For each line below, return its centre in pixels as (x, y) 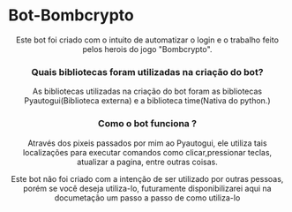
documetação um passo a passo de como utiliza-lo (147, 197)
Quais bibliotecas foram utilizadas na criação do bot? (147, 72)
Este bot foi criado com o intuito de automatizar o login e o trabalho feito (147, 40)
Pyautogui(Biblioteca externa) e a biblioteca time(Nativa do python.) (147, 101)
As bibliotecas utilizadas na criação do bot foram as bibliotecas (147, 91)
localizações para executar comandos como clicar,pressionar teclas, (147, 152)
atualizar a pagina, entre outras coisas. (147, 162)
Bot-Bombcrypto (71, 15)
